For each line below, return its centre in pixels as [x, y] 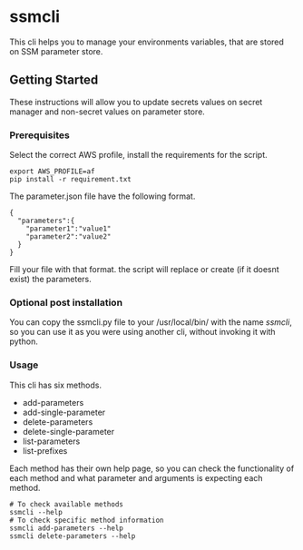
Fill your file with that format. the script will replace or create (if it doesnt [144, 270]
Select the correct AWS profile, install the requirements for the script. [138, 155]
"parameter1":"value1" [68, 229]
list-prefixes [45, 450]
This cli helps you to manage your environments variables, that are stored [147, 42]
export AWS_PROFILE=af [52, 172]
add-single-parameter [64, 412]
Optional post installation [66, 302]
